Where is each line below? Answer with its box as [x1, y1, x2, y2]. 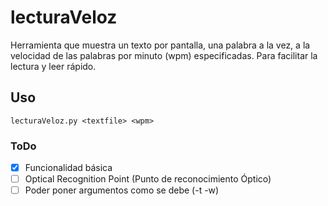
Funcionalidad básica [24, 162, 113, 174]
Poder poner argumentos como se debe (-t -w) [24, 184, 220, 196]
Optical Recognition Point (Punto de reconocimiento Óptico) [24, 173, 272, 185]
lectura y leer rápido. [10, 60, 97, 72]
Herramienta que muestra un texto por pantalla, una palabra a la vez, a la [10, 39, 311, 51]
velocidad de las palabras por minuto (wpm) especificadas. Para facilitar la [10, 49, 318, 61]
